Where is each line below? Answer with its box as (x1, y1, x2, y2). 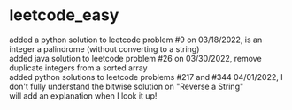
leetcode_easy (9, 5, 119, 26)
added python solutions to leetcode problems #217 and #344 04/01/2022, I (9, 71, 283, 82)
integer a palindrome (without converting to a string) (9, 43, 200, 54)
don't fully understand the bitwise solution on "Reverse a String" (9, 81, 244, 92)
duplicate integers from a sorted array (9, 62, 148, 73)
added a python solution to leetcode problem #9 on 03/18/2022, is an (9, 34, 263, 45)
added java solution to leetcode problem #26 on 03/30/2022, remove (9, 53, 263, 63)
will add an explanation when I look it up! (9, 90, 158, 101)
